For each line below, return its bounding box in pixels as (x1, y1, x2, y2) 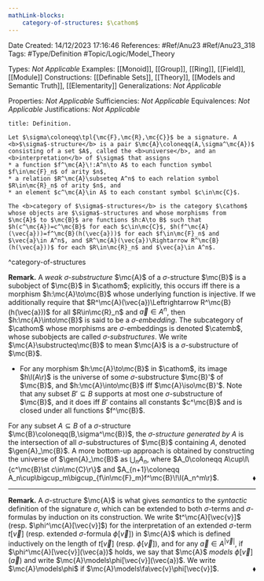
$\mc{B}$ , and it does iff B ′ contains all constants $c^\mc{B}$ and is (19, 398, 243, 407)
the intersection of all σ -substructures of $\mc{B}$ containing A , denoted (8, 438, 247, 447)
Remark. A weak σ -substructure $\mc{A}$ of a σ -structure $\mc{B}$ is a (8, 272, 247, 281)
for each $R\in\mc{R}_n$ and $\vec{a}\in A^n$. (57, 243, 216, 252)
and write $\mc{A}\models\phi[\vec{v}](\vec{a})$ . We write (23, 555, 216, 564)
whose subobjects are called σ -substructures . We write (8, 332, 188, 342)
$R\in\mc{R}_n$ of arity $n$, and (8, 182, 122, 189)
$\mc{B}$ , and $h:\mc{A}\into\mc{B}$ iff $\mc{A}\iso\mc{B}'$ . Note (19, 381, 243, 390)
